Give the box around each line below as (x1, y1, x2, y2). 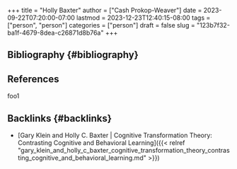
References (7, 73, 59, 85)
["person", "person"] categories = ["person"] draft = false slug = (7, 21, 196, 29)
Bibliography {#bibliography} (7, 49, 139, 61)
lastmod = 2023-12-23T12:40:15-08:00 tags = (76, 13, 211, 22)
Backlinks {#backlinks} (7, 112, 112, 124)
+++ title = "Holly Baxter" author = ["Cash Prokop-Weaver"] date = (7, 6, 202, 14)
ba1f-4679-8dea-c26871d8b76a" (7, 28, 104, 37)
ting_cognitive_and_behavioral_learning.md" (17, 153, 146, 162)
